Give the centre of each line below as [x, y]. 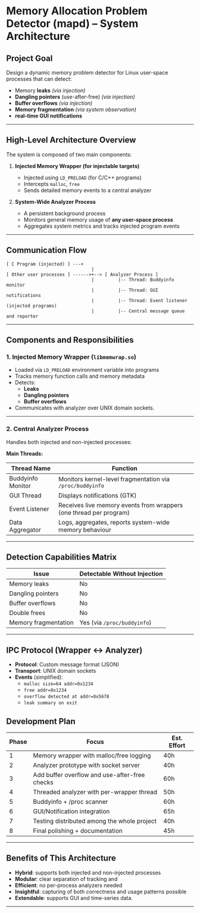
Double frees [27, 613]
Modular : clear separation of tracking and [66, 879]
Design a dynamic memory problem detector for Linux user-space [87, 72]
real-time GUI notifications [48, 116]
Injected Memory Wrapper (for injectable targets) [77, 166]
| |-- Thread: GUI [125, 290]
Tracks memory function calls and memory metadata [79, 376]
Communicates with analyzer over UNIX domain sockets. [85, 408]
